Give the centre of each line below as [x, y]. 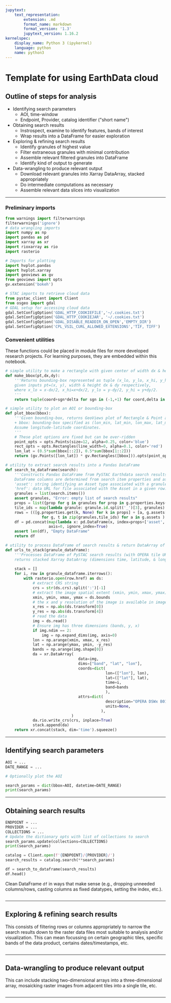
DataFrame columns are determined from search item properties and [87, 479]
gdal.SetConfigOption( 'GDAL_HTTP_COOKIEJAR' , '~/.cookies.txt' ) [75, 317]
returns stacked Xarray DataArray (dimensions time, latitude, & [85, 560]
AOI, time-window [39, 114]
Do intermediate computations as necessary [67, 184]
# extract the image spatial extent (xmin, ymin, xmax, [93, 593]
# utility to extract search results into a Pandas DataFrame [73, 465]
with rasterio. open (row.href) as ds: [63, 578]
